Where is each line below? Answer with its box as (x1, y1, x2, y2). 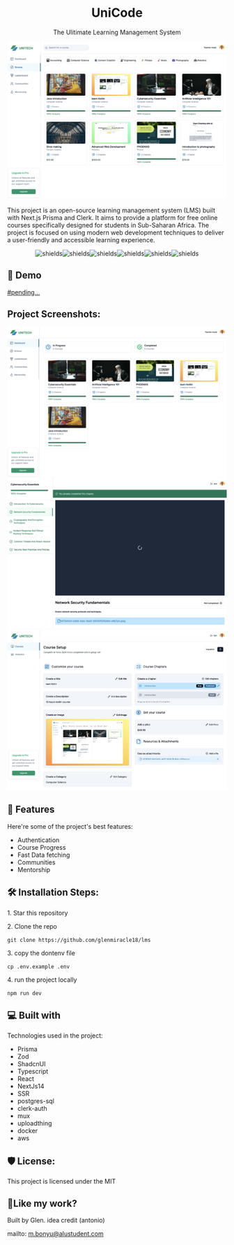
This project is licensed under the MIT (7, 1177, 116, 1186)
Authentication (17, 836, 60, 844)
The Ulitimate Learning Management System (53, 28, 181, 36)
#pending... (7, 288, 40, 296)
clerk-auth (17, 1105, 47, 1113)
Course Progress (17, 843, 66, 851)
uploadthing (17, 1119, 52, 1128)
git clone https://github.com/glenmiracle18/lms (7, 936, 151, 943)
